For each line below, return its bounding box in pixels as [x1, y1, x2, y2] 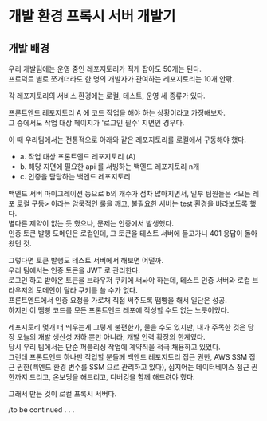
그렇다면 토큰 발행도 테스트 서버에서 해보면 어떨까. [8, 256, 164, 265]
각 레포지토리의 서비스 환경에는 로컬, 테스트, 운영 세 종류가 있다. [8, 91, 206, 100]
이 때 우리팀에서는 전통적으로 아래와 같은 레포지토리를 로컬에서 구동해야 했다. [8, 135, 247, 144]
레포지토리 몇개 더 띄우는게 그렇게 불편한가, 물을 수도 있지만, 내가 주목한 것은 [8, 322, 246, 332]
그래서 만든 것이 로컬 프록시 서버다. [8, 389, 117, 399]
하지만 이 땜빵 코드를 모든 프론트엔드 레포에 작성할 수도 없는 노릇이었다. [8, 305, 230, 315]
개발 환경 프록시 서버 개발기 [8, 7, 176, 26]
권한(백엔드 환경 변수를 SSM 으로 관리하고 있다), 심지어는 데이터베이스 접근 [16, 362, 249, 372]
